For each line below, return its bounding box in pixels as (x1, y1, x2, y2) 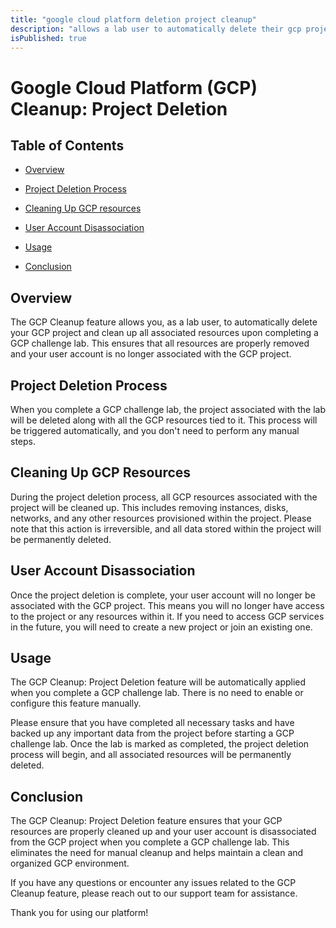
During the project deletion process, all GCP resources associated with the (10, 491, 318, 503)
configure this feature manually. (10, 697, 142, 710)
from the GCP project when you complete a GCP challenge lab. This (10, 836, 290, 848)
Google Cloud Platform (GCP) (10, 76, 258, 99)
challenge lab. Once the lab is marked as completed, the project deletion (10, 738, 310, 750)
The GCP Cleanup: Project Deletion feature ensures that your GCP (10, 815, 283, 827)
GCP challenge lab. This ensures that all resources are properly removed (10, 337, 310, 350)
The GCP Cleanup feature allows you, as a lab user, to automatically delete (10, 316, 318, 328)
